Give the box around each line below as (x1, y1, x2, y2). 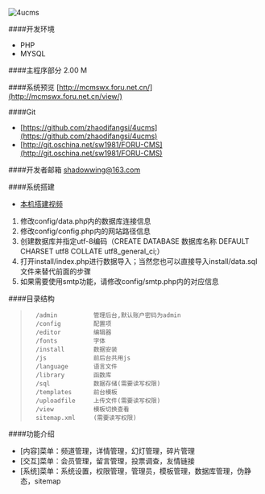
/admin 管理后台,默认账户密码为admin (35, 311, 181, 319)
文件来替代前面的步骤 (19, 266, 91, 276)
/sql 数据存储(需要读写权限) (35, 380, 161, 388)
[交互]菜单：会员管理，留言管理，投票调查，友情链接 (19, 456, 196, 466)
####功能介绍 (8, 429, 55, 438)
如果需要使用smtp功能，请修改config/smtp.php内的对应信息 (19, 277, 219, 286)
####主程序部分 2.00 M (8, 65, 87, 75)
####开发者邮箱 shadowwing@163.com (8, 165, 141, 175)
